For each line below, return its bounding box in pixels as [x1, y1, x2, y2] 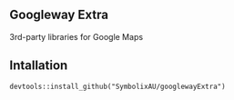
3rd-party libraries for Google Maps [9, 31, 144, 42]
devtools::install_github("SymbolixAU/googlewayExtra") [9, 82, 226, 91]
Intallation [9, 58, 68, 74]
